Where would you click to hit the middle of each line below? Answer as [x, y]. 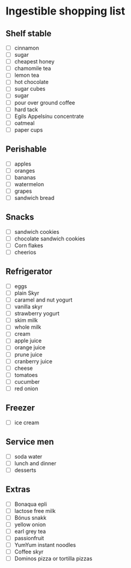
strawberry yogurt [37, 314]
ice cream [27, 422]
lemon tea [27, 75]
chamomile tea [33, 68]
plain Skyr [27, 293]
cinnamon [27, 48]
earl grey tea [30, 531]
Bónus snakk [30, 517]
